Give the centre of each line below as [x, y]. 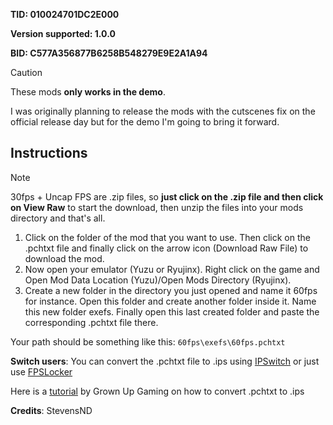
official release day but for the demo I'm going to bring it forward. [145, 122]
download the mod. [64, 258]
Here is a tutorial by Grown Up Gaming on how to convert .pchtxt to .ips [157, 391]
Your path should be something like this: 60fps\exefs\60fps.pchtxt [148, 341]
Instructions [49, 153]
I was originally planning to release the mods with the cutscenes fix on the [163, 111]
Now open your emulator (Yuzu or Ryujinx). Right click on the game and [172, 269]
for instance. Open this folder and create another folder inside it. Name [170, 301]
